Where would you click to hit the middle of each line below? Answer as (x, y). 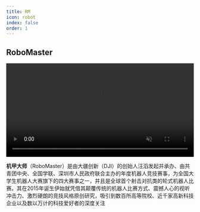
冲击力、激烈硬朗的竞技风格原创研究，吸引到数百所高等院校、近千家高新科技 (100, 196)
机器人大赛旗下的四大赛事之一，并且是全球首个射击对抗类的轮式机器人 (102, 181)
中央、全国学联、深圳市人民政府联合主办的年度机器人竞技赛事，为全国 (102, 173)
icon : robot (21, 17)
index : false (22, 23)
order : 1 (17, 28)
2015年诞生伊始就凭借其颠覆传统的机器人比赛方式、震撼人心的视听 (108, 188)
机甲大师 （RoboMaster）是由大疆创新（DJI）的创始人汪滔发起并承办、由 (96, 166)
